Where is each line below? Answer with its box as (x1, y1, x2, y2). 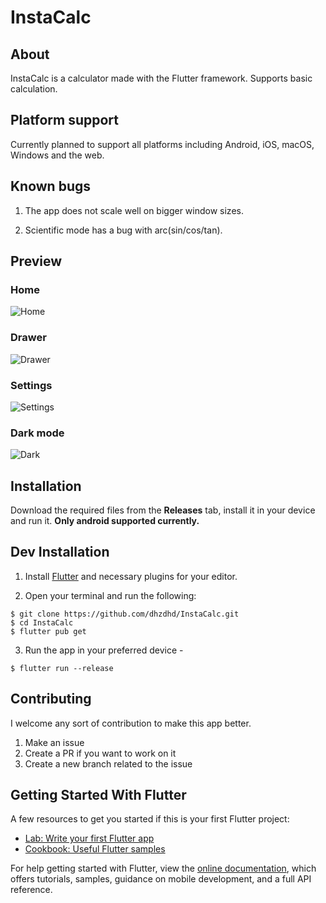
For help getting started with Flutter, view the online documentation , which (10, 862, 317, 875)
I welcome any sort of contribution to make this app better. (10, 717, 252, 729)
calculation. (10, 83, 58, 95)
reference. (10, 884, 53, 896)
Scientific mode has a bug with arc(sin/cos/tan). (24, 224, 223, 236)
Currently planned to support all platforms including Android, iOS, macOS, (10, 138, 315, 150)
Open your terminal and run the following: (24, 589, 197, 601)
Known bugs (10, 178, 92, 195)
